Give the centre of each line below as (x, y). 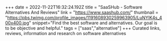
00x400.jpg (17, 23)
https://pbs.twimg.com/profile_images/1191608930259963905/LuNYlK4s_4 (85, 18)
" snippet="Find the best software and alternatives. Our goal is (93, 23)
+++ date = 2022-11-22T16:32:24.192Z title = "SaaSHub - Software (74, 7)
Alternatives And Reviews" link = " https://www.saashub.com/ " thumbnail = (82, 12)
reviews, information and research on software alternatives (66, 33)
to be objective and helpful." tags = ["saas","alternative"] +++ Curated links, (83, 28)
